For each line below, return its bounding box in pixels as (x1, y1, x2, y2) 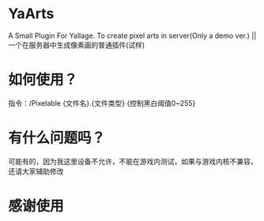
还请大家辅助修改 (8, 167, 64, 176)
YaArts (8, 5, 55, 23)
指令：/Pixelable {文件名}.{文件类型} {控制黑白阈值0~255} (8, 98, 196, 107)
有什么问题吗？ (8, 129, 106, 147)
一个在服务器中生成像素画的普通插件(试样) (8, 40, 145, 50)
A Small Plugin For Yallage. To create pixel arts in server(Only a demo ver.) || (8, 31, 257, 40)
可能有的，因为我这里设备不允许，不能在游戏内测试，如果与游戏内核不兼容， (8, 156, 258, 166)
